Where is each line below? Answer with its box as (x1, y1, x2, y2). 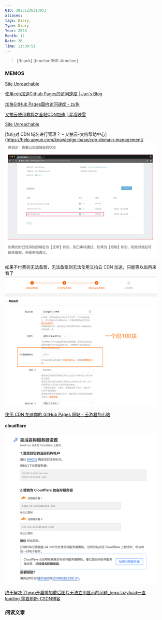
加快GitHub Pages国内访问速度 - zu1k (5, 101, 80, 107)
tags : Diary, (5, 18, 31, 23)
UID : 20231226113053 (5, 8, 47, 13)
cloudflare (5, 423, 27, 429)
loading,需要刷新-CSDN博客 (5, 596, 60, 602)
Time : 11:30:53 (5, 44, 36, 49)
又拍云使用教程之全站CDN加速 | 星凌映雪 (5, 112, 86, 118)
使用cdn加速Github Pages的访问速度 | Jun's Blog (5, 91, 103, 97)
